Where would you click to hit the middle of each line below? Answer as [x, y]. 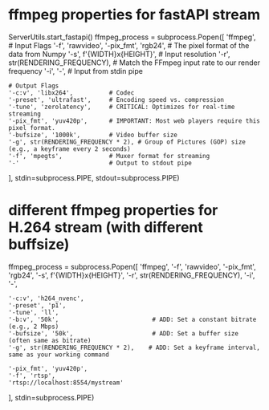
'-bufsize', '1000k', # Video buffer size [93, 135]
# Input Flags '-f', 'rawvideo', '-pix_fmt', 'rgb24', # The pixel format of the [129, 45]
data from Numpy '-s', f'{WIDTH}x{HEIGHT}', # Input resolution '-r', [119, 54]
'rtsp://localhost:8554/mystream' [66, 383]
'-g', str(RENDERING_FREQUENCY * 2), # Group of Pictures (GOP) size [127, 142]
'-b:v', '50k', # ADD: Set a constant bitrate [132, 319]
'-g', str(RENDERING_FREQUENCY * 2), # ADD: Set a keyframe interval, [134, 347]
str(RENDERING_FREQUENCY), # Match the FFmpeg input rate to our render [134, 63]
